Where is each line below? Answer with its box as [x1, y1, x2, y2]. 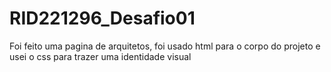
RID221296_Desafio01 [9, 7, 196, 30]
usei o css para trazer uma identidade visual [9, 50, 192, 62]
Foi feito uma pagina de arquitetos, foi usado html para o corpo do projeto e [9, 40, 321, 52]
